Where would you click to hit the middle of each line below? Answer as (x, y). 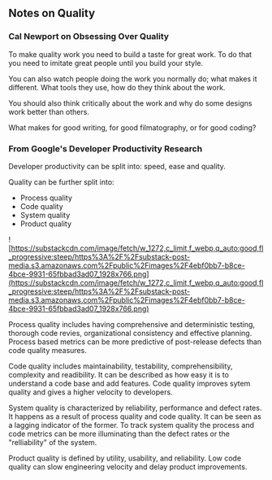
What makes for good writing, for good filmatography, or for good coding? (132, 127)
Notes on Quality (52, 13)
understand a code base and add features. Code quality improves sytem (130, 383)
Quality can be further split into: (62, 181)
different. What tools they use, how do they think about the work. (117, 87)
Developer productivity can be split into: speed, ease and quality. (117, 166)
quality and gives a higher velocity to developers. (91, 392)
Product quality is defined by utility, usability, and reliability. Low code (125, 458)
